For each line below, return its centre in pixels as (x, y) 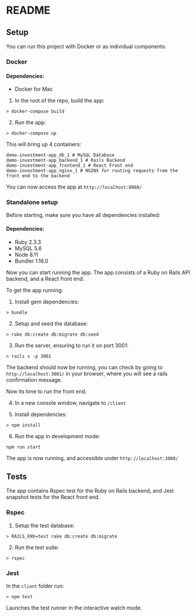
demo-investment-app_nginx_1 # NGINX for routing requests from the (92, 171)
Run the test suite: (37, 547)
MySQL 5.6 (28, 248)
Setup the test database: (45, 525)
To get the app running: (35, 290)
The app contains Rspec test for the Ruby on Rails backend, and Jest (90, 491)
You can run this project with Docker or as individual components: (86, 46)
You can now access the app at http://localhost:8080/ (74, 187)
